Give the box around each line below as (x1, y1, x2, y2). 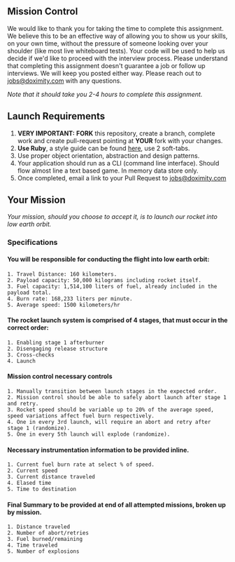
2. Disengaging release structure (7, 345, 108, 352)
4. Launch (7, 357, 36, 364)
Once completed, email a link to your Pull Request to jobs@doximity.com (17, 173, 227, 182)
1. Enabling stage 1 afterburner (7, 339, 105, 346)
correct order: (7, 323, 49, 332)
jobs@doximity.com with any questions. (7, 76, 122, 85)
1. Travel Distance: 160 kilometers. (7, 270, 117, 278)
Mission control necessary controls (7, 372, 113, 381)
